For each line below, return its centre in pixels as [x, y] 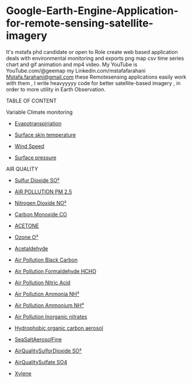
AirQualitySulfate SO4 [41, 362]
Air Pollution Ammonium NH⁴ [49, 305]
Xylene [23, 373]
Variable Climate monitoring [39, 112]
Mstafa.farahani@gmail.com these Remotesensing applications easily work [96, 77]
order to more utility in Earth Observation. [56, 89]
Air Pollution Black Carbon [46, 260]
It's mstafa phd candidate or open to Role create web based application [92, 52]
